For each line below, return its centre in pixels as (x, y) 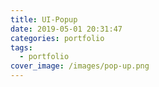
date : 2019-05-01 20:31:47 (66, 29)
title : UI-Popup (44, 19)
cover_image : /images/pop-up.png (80, 66)
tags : (21, 47)
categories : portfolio (57, 38)
